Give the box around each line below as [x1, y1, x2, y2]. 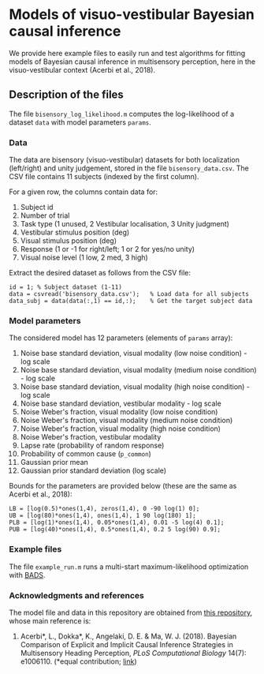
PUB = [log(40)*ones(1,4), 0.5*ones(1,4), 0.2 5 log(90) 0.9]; [9, 526, 221, 534]
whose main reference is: [9, 616, 91, 625]
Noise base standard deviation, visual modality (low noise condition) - [20, 349, 247, 358]
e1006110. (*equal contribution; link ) [20, 657, 137, 666]
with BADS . [9, 570, 46, 579]
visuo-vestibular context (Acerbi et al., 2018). [9, 65, 156, 74]
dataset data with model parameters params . [9, 117, 152, 127]
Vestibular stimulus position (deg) [20, 227, 130, 238]
